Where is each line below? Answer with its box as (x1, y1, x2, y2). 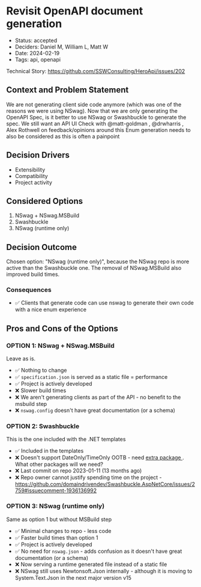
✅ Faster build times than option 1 (14, 534, 98, 541)
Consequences (6, 286, 52, 294)
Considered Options (6, 196, 83, 206)
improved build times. (6, 271, 60, 278)
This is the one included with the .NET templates (6, 436, 126, 443)
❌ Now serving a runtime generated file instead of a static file (14, 561, 167, 568)
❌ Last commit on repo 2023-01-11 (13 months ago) (14, 467, 142, 474)
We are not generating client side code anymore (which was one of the (6, 101, 182, 108)
